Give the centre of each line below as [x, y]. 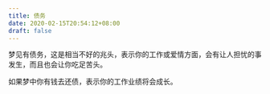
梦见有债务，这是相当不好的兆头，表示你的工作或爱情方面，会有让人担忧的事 [135, 55]
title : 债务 [27, 16]
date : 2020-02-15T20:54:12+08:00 [64, 23]
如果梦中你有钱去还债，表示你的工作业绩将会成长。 [93, 82]
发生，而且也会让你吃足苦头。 [57, 64]
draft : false [30, 31]
